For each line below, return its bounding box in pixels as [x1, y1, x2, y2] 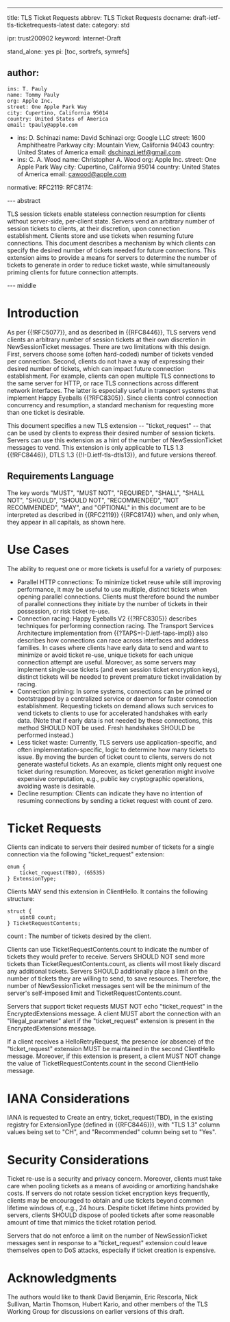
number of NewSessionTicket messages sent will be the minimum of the [7, 982, 211, 990]
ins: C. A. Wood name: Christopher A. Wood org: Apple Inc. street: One [16, 155, 217, 163]
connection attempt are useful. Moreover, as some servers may [16, 658, 196, 666]
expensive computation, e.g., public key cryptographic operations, [16, 774, 205, 782]
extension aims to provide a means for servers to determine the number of [7, 253, 217, 261]
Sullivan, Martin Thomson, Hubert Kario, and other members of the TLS [7, 1300, 209, 1308]
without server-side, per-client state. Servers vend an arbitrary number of [7, 217, 215, 225]
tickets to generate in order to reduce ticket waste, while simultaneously [7, 261, 210, 269]
